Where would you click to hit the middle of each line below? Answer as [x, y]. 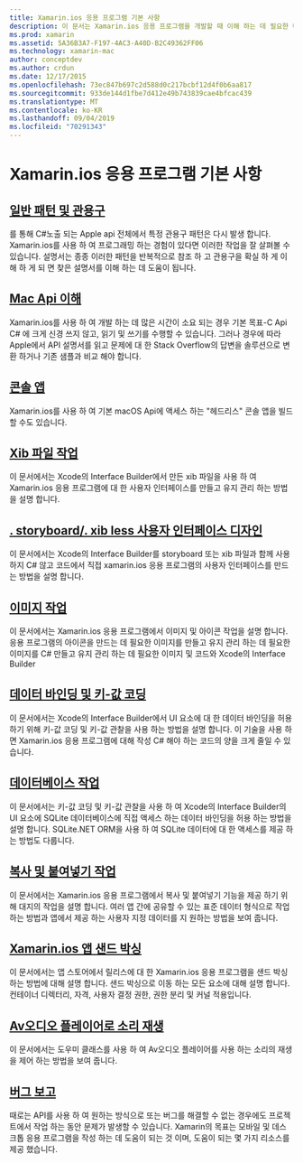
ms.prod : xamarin [42, 34]
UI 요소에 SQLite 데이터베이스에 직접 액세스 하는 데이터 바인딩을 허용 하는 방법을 [151, 817]
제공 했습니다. [34, 1149]
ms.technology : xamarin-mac [62, 51]
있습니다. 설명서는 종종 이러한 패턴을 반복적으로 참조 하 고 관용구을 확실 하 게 [144, 256]
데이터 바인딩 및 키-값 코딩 [78, 695]
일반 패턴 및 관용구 [57, 210]
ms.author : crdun [42, 69]
